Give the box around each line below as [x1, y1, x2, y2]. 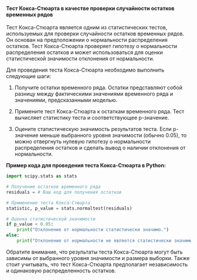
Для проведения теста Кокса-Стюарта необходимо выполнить [6, 66, 165, 73]
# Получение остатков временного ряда [6, 184, 101, 190]
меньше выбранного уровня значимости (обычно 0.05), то [39, 132, 187, 139]
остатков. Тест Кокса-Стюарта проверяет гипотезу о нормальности [6, 43, 178, 50]
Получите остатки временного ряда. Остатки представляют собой [14, 84, 183, 91]
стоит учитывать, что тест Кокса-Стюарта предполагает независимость [6, 261, 188, 268]
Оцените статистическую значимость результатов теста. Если [14, 126, 172, 133]
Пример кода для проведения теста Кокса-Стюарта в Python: [6, 162, 166, 169]
